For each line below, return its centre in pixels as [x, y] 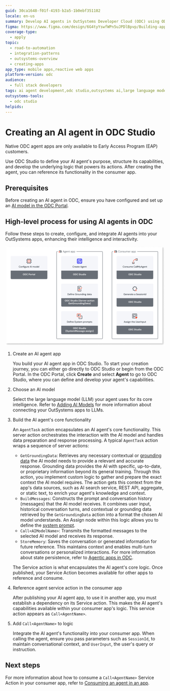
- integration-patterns [35, 53]
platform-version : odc [29, 75]
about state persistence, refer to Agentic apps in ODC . [77, 557]
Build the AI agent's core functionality [52, 420]
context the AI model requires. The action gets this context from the [91, 482]
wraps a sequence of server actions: [51, 445]
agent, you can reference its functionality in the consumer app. [71, 172]
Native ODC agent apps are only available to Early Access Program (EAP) [81, 146]
